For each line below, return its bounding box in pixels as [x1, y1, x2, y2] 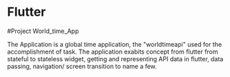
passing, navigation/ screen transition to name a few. [7, 62, 157, 70]
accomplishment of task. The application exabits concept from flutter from [7, 47, 218, 56]
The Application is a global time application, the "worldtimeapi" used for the [7, 40, 222, 48]
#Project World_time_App [7, 27, 79, 35]
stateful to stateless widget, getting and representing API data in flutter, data [7, 54, 224, 63]
